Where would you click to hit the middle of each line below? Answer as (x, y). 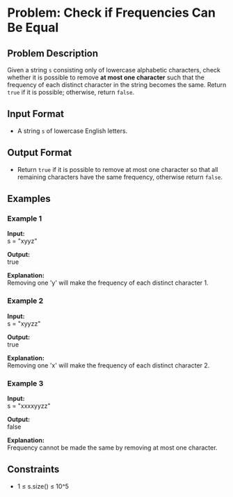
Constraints (33, 470)
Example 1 (25, 219)
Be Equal (33, 27)
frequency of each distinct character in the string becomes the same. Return (117, 85)
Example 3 (25, 383)
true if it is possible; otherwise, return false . (71, 92)
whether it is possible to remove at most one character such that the (106, 77)
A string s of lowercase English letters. (72, 131)
